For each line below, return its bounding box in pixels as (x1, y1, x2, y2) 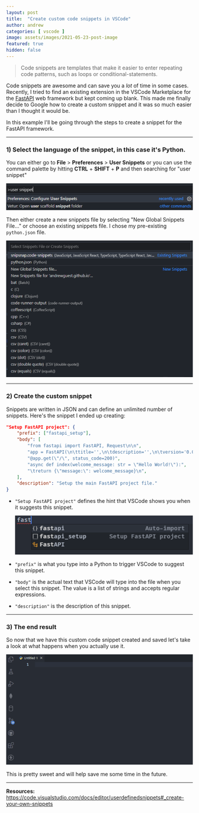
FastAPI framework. (6, 125, 54, 132)
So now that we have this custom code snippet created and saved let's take (6, 636, 191, 643)
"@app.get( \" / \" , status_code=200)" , (27, 455, 120, 461)
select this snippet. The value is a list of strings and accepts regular (14, 584, 180, 591)
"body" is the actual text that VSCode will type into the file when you (14, 578, 181, 585)
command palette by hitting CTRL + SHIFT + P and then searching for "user (6, 165, 191, 172)
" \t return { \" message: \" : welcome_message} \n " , (27, 468, 147, 474)
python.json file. (6, 229, 46, 236)
